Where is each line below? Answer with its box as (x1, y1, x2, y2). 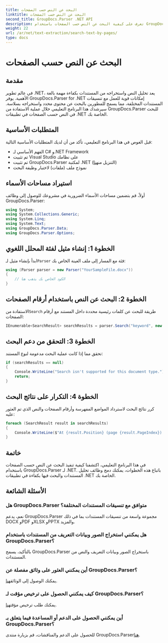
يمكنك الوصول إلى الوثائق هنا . (5, 578, 58, 584)
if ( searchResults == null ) (5, 360, 64, 365)
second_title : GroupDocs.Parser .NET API (5, 16, 93, 21)
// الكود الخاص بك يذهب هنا (14, 276, 65, 281)
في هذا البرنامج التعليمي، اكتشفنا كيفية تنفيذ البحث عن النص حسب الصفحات (5, 462, 146, 468)
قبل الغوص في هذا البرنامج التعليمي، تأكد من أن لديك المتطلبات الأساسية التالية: (5, 138, 153, 145)
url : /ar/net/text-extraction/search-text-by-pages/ (5, 30, 118, 35)
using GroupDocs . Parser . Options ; (5, 230, 75, 235)
